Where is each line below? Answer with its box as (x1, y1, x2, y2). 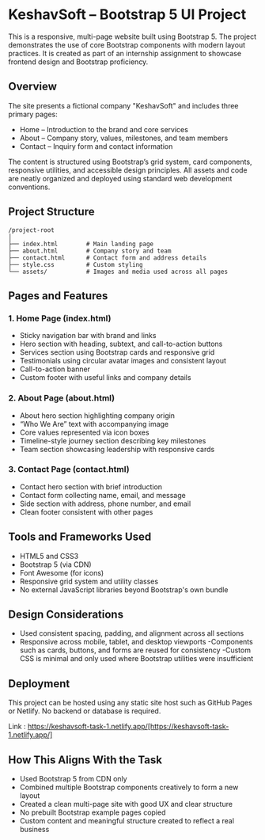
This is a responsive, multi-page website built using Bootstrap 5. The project (8, 32, 257, 41)
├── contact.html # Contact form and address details (8, 253, 207, 262)
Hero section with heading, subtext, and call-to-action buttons (19, 339, 223, 349)
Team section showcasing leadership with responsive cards (19, 444, 215, 454)
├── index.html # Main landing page (8, 240, 154, 248)
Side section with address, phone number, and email (19, 499, 191, 508)
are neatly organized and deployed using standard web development (8, 173, 233, 183)
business (19, 825, 50, 834)
